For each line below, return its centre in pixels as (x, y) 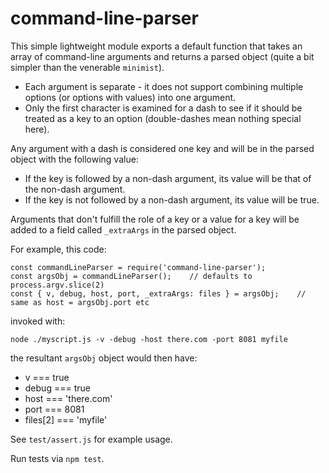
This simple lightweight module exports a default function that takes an (156, 46)
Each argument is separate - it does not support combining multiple (164, 86)
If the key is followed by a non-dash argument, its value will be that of (168, 178)
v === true (47, 377)
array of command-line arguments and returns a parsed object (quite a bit (162, 56)
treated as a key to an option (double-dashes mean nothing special (163, 118)
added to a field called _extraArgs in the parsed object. (123, 229)
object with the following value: (74, 159)
